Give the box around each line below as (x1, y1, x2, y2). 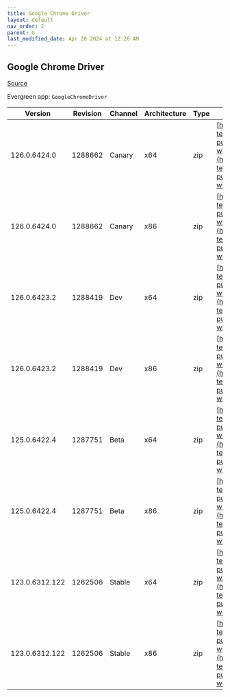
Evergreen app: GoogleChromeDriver (7, 92, 107, 100)
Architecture (144, 108, 187, 118)
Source (7, 79, 27, 87)
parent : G (7, 29, 36, 36)
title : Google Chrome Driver (7, 10, 90, 17)
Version (25, 108, 51, 118)
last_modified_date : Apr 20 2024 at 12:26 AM (7, 36, 139, 43)
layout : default (7, 16, 53, 23)
